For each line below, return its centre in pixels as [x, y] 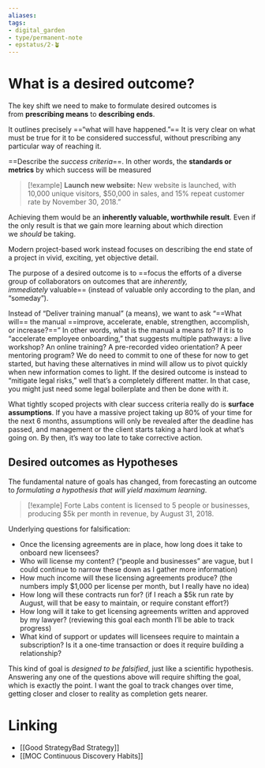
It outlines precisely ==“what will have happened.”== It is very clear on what [132, 129]
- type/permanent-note [45, 37]
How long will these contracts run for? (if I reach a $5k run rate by [127, 594]
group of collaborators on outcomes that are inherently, [98, 282]
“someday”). [28, 298]
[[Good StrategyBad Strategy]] [69, 747]
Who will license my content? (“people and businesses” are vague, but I [136, 560]
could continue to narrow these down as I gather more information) [129, 569]
